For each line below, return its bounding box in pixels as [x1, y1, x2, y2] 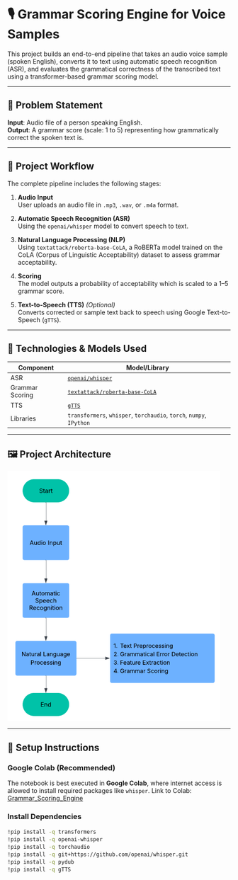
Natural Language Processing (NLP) [17, 235, 126, 244]
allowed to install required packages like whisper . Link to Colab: [7, 786, 192, 794]
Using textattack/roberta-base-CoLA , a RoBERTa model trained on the [17, 243, 223, 251]
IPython [67, 419, 91, 426]
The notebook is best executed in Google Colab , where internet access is [7, 779, 222, 787]
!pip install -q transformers [7, 828, 97, 836]
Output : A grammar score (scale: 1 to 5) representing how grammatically [7, 125, 220, 134]
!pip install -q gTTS [7, 866, 72, 873]
